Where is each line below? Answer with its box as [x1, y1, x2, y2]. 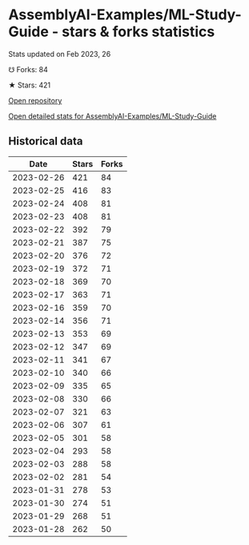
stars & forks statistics [61, 22, 215, 41]
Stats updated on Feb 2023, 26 [8, 49, 111, 59]
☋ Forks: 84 [8, 64, 48, 74]
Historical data [8, 135, 83, 148]
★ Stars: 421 [8, 80, 50, 90]
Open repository [8, 95, 62, 105]
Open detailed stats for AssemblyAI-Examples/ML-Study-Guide [8, 111, 217, 121]
